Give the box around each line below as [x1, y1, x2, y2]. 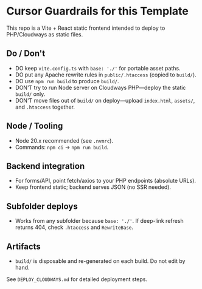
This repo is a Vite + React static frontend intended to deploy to [6, 24, 165, 32]
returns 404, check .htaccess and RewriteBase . [15, 223, 134, 231]
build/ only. [15, 90, 46, 98]
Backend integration [6, 161, 85, 171]
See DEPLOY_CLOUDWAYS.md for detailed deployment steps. [6, 276, 148, 283]
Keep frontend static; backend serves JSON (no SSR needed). [15, 183, 172, 191]
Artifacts [6, 241, 41, 251]
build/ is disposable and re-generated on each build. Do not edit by [15, 257, 186, 265]
